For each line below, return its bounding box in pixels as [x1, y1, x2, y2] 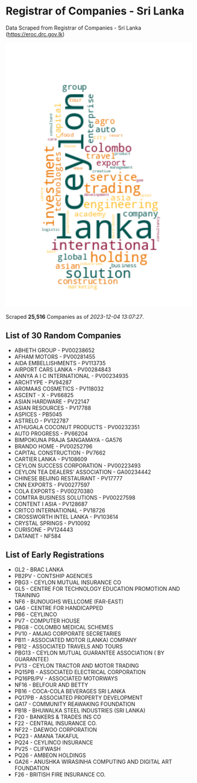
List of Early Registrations [5, 550, 105, 560]
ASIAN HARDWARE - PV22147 [14, 398, 90, 405]
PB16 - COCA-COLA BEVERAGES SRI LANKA [14, 687, 126, 694]
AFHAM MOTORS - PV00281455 [14, 353, 96, 360]
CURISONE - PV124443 [14, 526, 73, 533]
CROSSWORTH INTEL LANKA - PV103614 [14, 513, 119, 520]
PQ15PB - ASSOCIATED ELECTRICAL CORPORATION [14, 668, 146, 676]
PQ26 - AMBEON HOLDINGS [14, 752, 86, 759]
